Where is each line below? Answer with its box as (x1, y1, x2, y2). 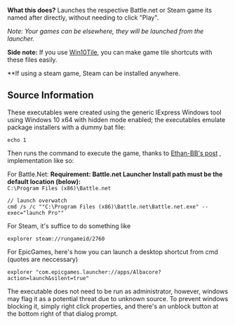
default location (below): (7, 177, 81, 185)
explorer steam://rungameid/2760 (7, 235, 105, 242)
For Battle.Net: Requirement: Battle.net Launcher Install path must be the (7, 170, 223, 178)
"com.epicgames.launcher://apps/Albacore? (35, 268, 161, 276)
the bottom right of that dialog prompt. (7, 309, 119, 318)
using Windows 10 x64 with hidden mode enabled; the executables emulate (7, 115, 226, 124)
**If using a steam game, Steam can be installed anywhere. (7, 69, 181, 77)
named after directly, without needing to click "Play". (7, 13, 159, 22)
